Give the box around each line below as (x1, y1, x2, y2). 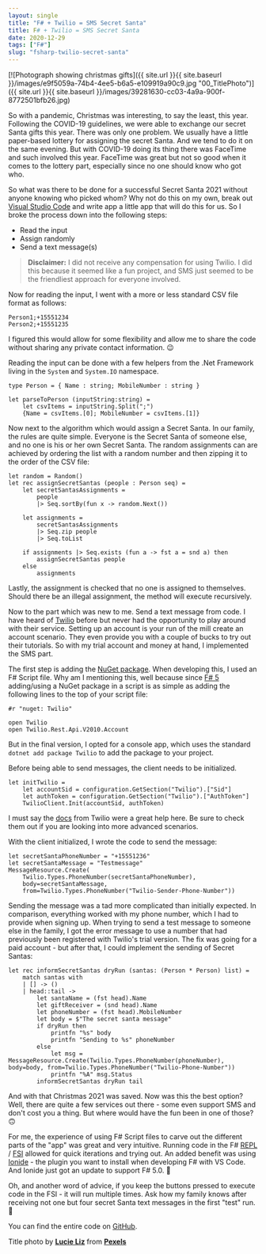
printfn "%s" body (50, 1029, 112, 1037)
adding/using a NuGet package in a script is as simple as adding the (8, 682, 230, 690)
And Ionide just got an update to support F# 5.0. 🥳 (8, 1165, 172, 1175)
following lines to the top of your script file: (8, 690, 148, 699)
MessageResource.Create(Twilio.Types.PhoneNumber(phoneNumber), (8, 1057, 225, 1065)
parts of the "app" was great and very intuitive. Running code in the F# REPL (8, 1141, 258, 1149)
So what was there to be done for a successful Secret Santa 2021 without (8, 185, 248, 194)
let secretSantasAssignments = (22, 486, 126, 494)
